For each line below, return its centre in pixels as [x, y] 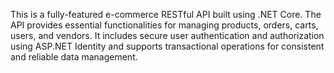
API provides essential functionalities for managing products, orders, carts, [164, 25]
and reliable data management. [74, 57]
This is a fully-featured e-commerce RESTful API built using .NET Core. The [166, 14]
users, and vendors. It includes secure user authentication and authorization [167, 35]
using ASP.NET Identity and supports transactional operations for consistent [167, 46]
